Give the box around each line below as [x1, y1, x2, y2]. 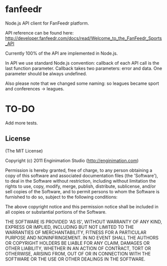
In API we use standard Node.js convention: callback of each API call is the [5, 60, 159, 66]
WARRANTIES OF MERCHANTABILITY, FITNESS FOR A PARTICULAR [5, 229, 146, 235]
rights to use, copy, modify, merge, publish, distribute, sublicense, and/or [5, 183, 156, 189]
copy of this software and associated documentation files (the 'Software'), [5, 172, 158, 179]
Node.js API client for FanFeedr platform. [5, 20, 89, 26]
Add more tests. [5, 119, 38, 126]
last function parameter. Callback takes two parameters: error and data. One [5, 65, 162, 71]
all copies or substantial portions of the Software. [5, 209, 106, 215]
